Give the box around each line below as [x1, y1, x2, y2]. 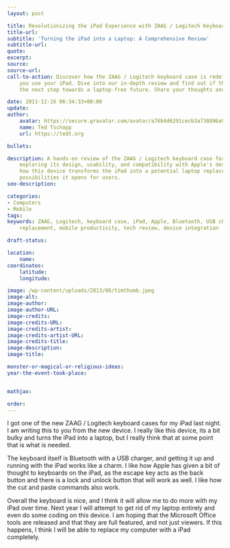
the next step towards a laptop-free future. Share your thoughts [19, 86, 213, 93]
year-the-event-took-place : [7, 369, 88, 377]
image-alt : [7, 294, 38, 301]
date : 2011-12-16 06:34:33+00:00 [7, 99, 103, 105]
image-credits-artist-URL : [7, 332, 84, 339]
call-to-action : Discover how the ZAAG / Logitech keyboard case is [7, 73, 207, 80]
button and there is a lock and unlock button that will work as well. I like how [7, 476, 222, 484]
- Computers [7, 199, 41, 206]
